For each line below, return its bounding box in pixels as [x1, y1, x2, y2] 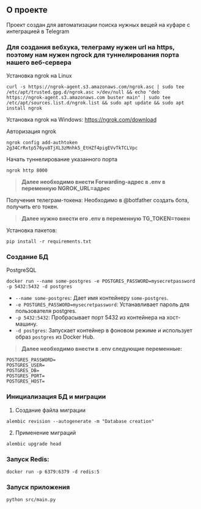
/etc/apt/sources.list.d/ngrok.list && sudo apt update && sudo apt [6, 100, 185, 106]
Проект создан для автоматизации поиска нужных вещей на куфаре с [6, 21, 191, 28]
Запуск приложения [6, 483, 70, 491]
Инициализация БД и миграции [6, 392, 106, 401]
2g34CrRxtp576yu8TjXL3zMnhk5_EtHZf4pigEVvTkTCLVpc [6, 145, 138, 152]
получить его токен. [6, 203, 59, 210]
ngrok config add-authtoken [6, 140, 78, 146]
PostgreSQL [6, 266, 37, 274]
